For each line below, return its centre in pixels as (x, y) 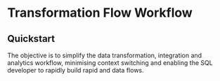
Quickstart (31, 39)
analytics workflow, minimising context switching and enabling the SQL (110, 63)
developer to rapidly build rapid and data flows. (76, 70)
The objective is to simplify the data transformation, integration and (105, 55)
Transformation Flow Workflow (100, 13)
